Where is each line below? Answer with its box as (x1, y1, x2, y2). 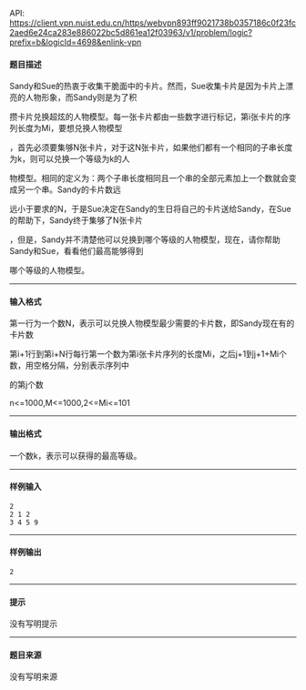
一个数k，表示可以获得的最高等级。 (9, 450, 142, 461)
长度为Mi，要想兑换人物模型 (16, 123, 123, 134)
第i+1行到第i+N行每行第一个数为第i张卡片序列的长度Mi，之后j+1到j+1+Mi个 (9, 349, 287, 360)
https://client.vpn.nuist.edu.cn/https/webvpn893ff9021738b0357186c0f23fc (9, 17, 297, 28)
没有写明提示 (9, 618, 57, 629)
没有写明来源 (9, 671, 57, 682)
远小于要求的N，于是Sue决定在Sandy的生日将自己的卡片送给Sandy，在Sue (9, 204, 291, 215)
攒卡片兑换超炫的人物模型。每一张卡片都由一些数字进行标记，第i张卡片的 (9, 111, 283, 122)
